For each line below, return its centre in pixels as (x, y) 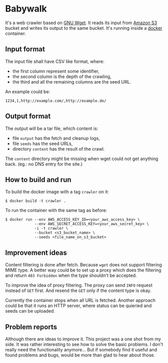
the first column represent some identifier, (56, 71)
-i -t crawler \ (51, 229)
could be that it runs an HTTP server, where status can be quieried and (78, 306)
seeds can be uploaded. (30, 311)
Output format (28, 116)
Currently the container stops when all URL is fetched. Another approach (80, 301)
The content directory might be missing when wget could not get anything (82, 159)
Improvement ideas (36, 252)
